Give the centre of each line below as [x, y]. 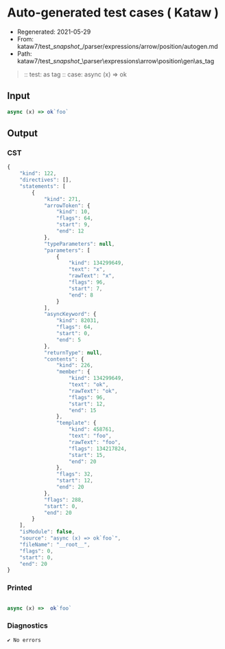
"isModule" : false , [47, 532]
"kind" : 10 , [73, 212]
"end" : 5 [68, 340]
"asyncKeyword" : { [70, 315]
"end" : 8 [81, 295]
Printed [20, 588]
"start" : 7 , [85, 288]
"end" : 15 [82, 410]
